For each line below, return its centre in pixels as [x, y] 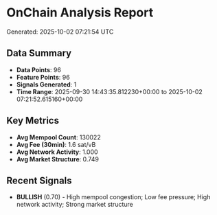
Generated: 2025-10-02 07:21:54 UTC [60, 32]
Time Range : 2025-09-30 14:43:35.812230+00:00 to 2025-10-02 [110, 91]
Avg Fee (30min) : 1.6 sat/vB [56, 144]
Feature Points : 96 [43, 77]
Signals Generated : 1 [46, 84]
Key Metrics [33, 121]
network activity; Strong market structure [75, 205]
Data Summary [39, 53]
